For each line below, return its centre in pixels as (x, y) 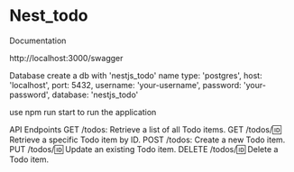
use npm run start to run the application (83, 112)
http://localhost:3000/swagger (66, 58)
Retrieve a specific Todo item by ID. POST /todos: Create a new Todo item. (147, 140)
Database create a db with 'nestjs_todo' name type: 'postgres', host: (136, 75)
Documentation (38, 41)
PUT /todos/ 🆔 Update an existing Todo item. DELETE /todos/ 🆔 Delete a (144, 149)
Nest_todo (49, 16)
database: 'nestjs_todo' (95, 95)
